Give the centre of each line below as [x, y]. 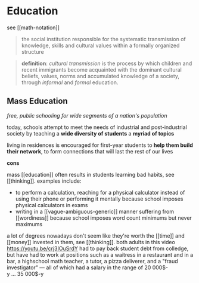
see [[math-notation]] [33, 27]
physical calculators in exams [52, 205]
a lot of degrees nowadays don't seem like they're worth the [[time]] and [96, 236]
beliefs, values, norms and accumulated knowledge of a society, [100, 76]
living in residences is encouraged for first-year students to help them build [100, 145]
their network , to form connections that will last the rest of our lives [90, 151]
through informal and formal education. [70, 82]
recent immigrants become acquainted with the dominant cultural [102, 69]
